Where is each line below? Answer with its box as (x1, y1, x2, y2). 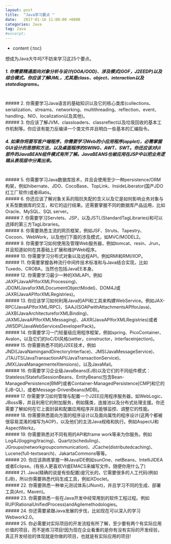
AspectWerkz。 (5, 425, 38, 431)
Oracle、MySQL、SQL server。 (5, 208, 72, 214)
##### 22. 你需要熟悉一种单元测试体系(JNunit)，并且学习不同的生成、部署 (5, 482, 161, 488)
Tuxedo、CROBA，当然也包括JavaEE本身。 (5, 265, 96, 271)
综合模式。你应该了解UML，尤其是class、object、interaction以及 (5, 74, 145, 80)
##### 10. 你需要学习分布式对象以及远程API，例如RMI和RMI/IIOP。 (5, 253, 146, 259)
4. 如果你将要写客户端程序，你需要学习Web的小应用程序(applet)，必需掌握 (5, 138, 162, 144)
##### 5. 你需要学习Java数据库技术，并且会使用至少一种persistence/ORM (5, 176, 161, 182)
